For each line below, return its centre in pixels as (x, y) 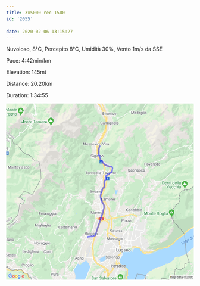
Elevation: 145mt (26, 72)
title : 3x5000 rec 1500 (36, 13)
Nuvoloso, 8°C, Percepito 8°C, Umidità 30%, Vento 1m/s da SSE (84, 49)
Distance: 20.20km (29, 84)
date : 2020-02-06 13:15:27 (40, 32)
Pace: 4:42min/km (29, 61)
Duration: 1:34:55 (27, 95)
